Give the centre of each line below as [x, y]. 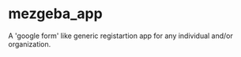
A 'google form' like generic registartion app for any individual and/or [120, 36]
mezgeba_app [55, 14]
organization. [30, 44]
